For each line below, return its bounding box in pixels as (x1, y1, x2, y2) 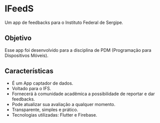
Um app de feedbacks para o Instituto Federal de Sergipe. (4, 19, 124, 25)
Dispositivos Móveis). (4, 52, 49, 58)
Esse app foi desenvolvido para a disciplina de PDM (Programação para (4, 47, 152, 53)
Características (4, 67, 54, 75)
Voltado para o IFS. (11, 85, 52, 91)
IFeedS (4, 3, 34, 14)
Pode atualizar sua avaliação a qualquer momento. (11, 101, 115, 107)
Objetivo (4, 34, 32, 42)
